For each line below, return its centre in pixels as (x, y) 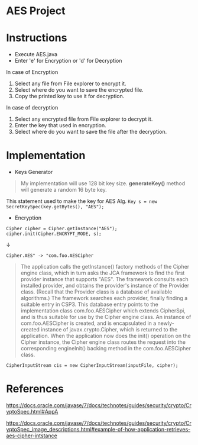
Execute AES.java (36, 54)
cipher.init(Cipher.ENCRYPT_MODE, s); (54, 234)
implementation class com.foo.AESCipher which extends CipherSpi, (103, 311)
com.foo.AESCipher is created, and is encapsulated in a (88, 323)
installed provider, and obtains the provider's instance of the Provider (105, 286)
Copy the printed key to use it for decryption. (69, 96)
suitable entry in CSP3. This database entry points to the (89, 304)
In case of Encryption (32, 72)
